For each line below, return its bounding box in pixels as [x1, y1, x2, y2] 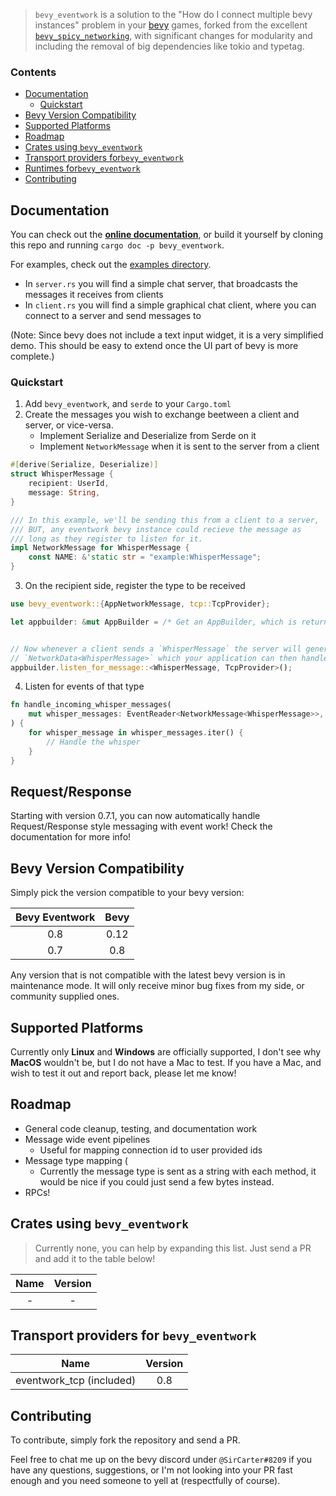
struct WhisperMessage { [10, 469, 114, 479]
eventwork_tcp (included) [15, 1374, 137, 1388]
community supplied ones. [10, 990, 120, 1003]
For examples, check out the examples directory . [10, 259, 212, 271]
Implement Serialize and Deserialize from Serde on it [39, 430, 257, 442]
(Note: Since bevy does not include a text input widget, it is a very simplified [10, 329, 324, 341]
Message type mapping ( [24, 1154, 128, 1166]
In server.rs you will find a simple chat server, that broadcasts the [24, 278, 298, 290]
